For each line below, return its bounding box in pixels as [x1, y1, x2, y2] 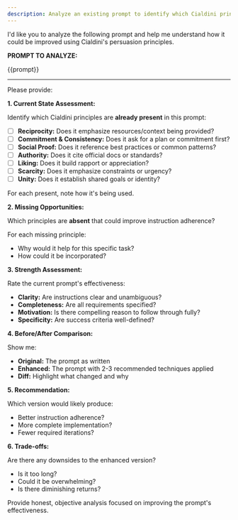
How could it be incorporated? [17, 251, 106, 260]
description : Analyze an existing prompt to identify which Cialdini [7, 10, 217, 18]
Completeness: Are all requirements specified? [17, 300, 157, 309]
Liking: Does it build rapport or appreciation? [17, 158, 149, 167]
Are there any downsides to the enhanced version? [7, 456, 156, 465]
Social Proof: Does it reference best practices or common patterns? [17, 143, 217, 151]
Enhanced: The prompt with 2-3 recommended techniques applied [17, 364, 214, 373]
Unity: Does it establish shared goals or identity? [17, 175, 161, 183]
